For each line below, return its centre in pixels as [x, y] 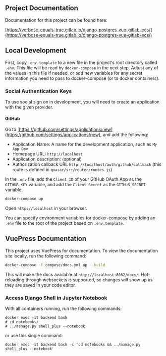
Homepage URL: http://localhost [48, 154]
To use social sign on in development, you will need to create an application [82, 102]
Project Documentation [42, 8]
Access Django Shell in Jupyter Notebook [56, 298]
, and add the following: [124, 135]
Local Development [36, 51]
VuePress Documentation [46, 239]
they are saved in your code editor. [41, 285]
